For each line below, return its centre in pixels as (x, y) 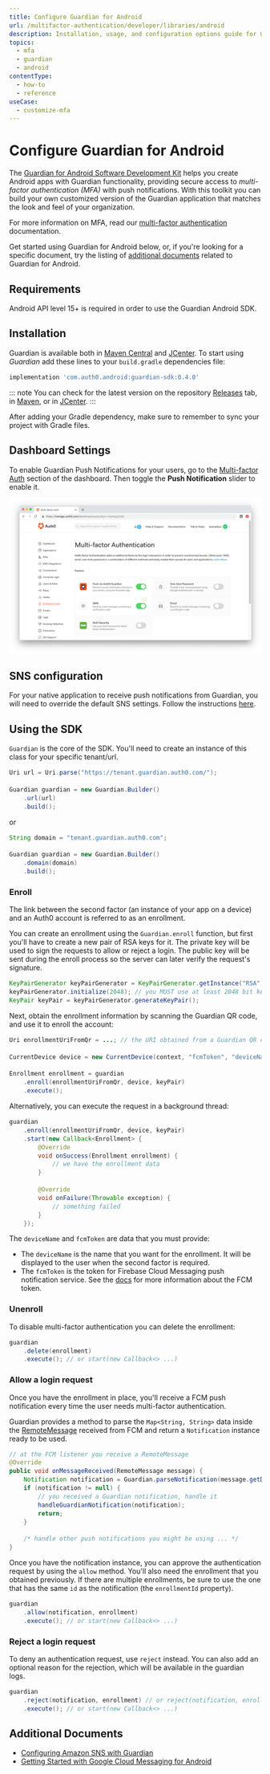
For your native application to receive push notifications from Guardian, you (134, 695)
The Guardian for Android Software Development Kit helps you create (124, 173)
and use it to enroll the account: (62, 1024)
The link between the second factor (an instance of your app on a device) (131, 909)
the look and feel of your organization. (72, 207)
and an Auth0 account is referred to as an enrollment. (97, 918)
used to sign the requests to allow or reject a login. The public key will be (129, 950)
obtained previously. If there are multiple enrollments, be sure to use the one (135, 1580)
